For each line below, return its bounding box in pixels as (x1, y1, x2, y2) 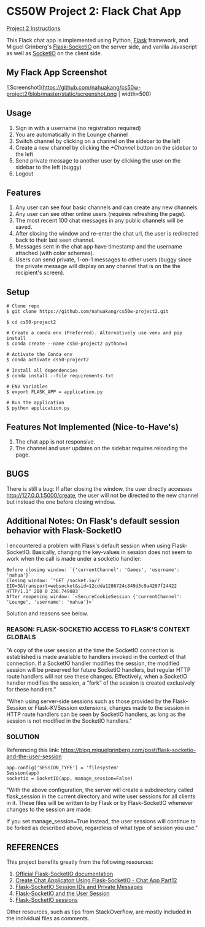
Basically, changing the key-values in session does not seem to (32, 548, 192, 556)
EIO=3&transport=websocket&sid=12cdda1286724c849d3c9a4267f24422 (6, 583, 177, 589)
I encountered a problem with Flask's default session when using (6, 542, 171, 549)
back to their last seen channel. (15, 236, 95, 244)
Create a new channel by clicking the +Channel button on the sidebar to (15, 144, 198, 151)
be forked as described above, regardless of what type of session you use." (6, 824, 198, 832)
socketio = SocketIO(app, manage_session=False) (6, 775, 133, 782)
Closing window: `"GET (6, 577, 64, 583)
